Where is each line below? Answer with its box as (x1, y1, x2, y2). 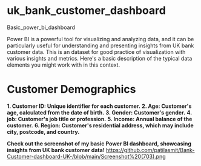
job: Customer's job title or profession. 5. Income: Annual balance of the (7, 115, 193, 122)
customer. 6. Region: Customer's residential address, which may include (7, 122, 194, 129)
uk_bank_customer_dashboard (7, 4, 166, 18)
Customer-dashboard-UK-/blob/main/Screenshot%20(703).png (7, 153, 166, 160)
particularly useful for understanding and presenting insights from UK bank (7, 42, 194, 49)
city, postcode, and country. (7, 128, 80, 135)
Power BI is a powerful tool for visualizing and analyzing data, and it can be (7, 35, 194, 42)
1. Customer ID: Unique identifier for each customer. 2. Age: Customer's (7, 102, 192, 110)
